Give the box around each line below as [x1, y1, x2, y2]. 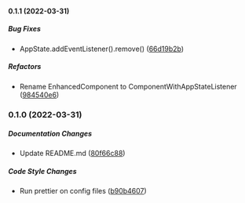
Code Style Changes [8, 167, 77, 176]
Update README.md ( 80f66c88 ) [19, 149, 126, 158]
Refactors [8, 62, 42, 71]
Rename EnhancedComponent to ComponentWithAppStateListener [19, 82, 237, 91]
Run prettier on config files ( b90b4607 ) [19, 187, 147, 196]
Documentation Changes [8, 129, 93, 139]
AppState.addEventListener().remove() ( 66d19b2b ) [19, 44, 185, 53]
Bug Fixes [8, 24, 42, 34]
